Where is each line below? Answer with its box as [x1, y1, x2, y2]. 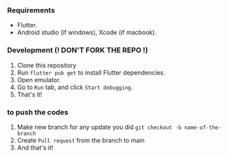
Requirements [7, 5, 56, 15]
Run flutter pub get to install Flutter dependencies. [16, 68, 166, 77]
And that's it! [16, 143, 54, 152]
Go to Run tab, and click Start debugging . [16, 83, 133, 91]
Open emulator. [16, 75, 61, 84]
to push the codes [7, 107, 69, 117]
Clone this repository [16, 61, 77, 69]
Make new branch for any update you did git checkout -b [16, 123, 182, 131]
